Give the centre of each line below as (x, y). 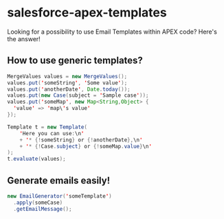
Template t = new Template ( (47, 127)
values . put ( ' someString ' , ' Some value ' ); (67, 83)
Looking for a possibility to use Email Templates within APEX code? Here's (112, 32)
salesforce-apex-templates (87, 13)
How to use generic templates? (75, 61)
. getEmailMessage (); (43, 209)
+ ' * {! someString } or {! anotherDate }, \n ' (81, 140)
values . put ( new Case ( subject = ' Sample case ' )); (78, 95)
